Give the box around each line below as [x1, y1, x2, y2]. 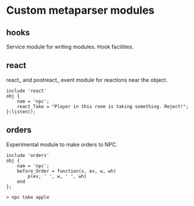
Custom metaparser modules [6, 4, 154, 17]
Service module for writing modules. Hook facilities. [6, 43, 134, 50]
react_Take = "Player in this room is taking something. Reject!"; [17, 103, 189, 109]
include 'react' [6, 88, 47, 94]
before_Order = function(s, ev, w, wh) [17, 168, 117, 174]
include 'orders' [6, 152, 50, 158]
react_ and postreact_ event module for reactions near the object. [6, 76, 168, 84]
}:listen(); [6, 109, 36, 115]
